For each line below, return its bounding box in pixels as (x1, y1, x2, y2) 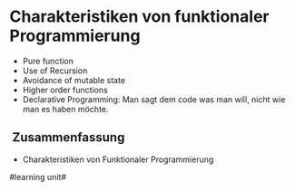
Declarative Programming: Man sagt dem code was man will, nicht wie (22, 93, 286, 105)
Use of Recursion (22, 65, 88, 76)
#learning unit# (9, 171, 66, 182)
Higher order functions (22, 84, 108, 95)
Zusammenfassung (12, 129, 125, 146)
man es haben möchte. (22, 103, 109, 114)
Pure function (22, 55, 74, 66)
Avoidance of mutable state (22, 74, 125, 85)
